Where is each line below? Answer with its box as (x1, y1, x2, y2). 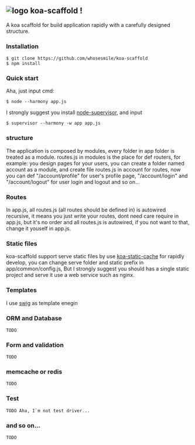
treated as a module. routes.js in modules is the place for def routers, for (6, 153, 181, 160)
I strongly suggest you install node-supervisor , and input (6, 109, 142, 116)
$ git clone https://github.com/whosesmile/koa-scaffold (6, 56, 148, 61)
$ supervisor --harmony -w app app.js (6, 121, 101, 126)
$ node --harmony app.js (6, 99, 67, 105)
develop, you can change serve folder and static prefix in (6, 259, 144, 266)
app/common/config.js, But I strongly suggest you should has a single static (6, 265, 190, 272)
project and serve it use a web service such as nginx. (6, 272, 135, 279)
